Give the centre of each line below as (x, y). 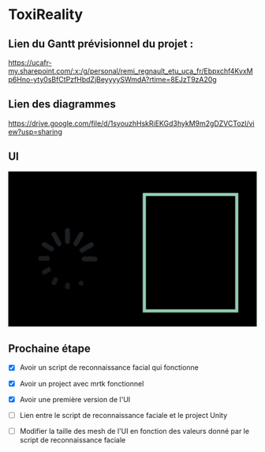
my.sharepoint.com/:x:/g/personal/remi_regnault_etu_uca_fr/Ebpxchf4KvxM (131, 71)
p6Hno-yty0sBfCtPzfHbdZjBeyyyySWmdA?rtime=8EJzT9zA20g (112, 79)
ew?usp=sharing (35, 131)
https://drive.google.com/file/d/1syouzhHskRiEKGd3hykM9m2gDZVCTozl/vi (131, 123)
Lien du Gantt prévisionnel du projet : (101, 44)
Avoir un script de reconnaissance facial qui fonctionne (109, 367)
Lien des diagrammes (62, 104)
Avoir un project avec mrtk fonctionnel (82, 383)
